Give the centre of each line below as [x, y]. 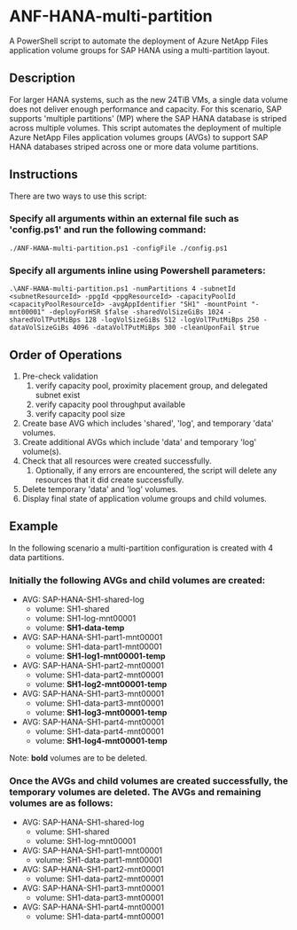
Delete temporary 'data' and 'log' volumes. [100, 488]
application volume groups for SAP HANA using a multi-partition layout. [140, 50]
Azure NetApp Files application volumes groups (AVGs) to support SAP [139, 137]
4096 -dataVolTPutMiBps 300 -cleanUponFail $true [166, 328]
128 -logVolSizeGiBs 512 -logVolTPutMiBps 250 [172, 320]
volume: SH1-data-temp [80, 628]
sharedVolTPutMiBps [45, 320]
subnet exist [58, 395]
